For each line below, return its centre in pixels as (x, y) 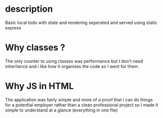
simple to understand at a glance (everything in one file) (62, 110)
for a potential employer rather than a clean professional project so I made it (81, 105)
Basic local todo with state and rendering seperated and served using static (81, 23)
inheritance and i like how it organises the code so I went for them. (72, 66)
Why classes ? (35, 48)
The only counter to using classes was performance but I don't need (74, 61)
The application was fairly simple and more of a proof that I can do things (79, 99)
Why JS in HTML (39, 86)
